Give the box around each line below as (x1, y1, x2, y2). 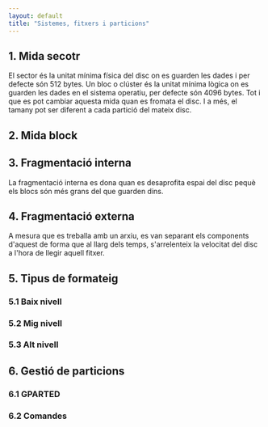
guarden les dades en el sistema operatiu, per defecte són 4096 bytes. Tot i (8, 88, 261, 98)
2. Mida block (8, 129, 78, 142)
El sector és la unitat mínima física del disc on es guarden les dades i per (8, 70, 250, 81)
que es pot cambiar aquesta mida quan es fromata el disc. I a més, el (8, 96, 238, 106)
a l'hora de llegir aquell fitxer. (8, 248, 105, 258)
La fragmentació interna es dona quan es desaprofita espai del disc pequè (8, 177, 256, 187)
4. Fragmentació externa (8, 209, 135, 223)
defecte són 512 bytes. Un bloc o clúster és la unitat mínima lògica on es (8, 79, 249, 89)
